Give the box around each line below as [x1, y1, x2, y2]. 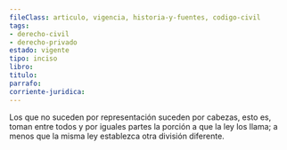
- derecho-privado [9, 37, 78, 47]
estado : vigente [9, 46, 70, 55]
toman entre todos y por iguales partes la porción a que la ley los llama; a [9, 121, 278, 131]
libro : [9, 63, 34, 72]
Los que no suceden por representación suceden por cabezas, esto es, [9, 112, 272, 122]
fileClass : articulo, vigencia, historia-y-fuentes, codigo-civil [9, 12, 261, 22]
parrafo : [9, 79, 42, 88]
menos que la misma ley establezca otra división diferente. [9, 130, 225, 141]
